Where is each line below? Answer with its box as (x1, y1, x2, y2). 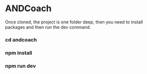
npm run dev (5, 62, 36, 69)
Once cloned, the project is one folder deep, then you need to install (5, 19, 143, 25)
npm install (5, 49, 32, 56)
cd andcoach (5, 36, 37, 43)
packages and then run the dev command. (5, 24, 91, 30)
